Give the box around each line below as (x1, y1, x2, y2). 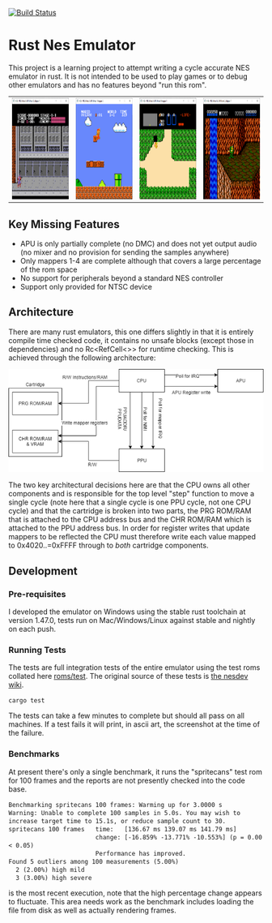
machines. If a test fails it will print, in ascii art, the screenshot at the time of (8, 719, 261, 729)
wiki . (8, 680, 24, 689)
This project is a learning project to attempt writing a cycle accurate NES (8, 62, 250, 72)
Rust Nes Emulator (8, 36, 136, 54)
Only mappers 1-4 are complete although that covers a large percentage (19, 256, 261, 265)
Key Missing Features (8, 217, 120, 231)
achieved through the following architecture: (8, 353, 156, 363)
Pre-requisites (8, 588, 66, 599)
